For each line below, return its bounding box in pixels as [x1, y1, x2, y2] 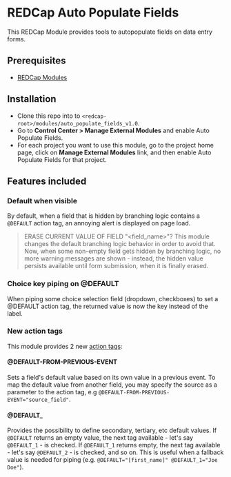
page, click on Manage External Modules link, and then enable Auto [17, 148, 212, 156]
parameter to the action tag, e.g [7, 388, 97, 396]
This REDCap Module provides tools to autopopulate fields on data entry [7, 28, 212, 36]
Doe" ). [7, 463, 24, 471]
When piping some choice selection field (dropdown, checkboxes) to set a [7, 294, 219, 303]
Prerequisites [7, 55, 66, 67]
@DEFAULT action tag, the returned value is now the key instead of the [7, 302, 209, 310]
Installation [7, 93, 57, 105]
